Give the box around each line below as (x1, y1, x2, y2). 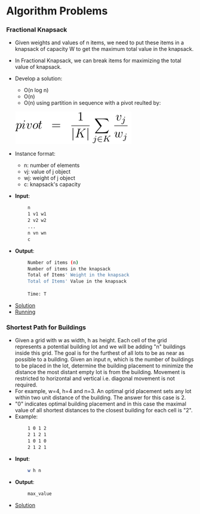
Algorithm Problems (6, 4, 108, 18)
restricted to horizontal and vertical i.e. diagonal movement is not (14, 375, 175, 382)
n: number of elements (23, 162, 80, 169)
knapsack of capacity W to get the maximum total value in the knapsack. (14, 45, 194, 53)
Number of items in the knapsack (27, 266, 111, 272)
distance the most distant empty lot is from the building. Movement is (14, 369, 186, 376)
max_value (27, 491, 52, 497)
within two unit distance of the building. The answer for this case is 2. (14, 394, 186, 402)
